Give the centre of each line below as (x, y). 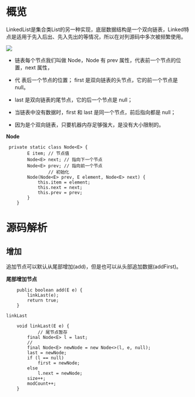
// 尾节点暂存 (52, 332)
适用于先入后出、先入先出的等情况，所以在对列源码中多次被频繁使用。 (101, 36)
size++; (36, 378)
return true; (43, 300)
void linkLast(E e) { (43, 326)
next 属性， (39, 67)
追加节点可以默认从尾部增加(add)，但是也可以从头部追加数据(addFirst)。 (94, 266)
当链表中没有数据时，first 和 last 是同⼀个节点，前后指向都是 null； (95, 112)
